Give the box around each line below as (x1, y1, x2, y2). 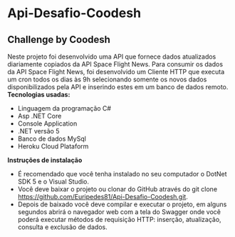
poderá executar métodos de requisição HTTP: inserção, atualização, (17, 216, 222, 223)
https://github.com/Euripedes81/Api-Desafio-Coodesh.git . (17, 193, 189, 201)
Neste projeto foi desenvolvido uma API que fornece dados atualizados (7, 52, 216, 61)
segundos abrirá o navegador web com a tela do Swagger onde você (17, 208, 221, 216)
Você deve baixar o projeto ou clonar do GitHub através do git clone (17, 185, 218, 193)
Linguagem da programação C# (17, 104, 112, 112)
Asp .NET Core (17, 112, 62, 120)
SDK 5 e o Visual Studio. (17, 177, 90, 186)
